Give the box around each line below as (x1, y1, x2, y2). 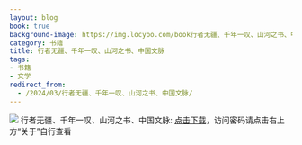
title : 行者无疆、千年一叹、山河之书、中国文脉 (9, 47, 165, 56)
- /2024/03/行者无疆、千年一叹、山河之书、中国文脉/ (17, 88, 193, 97)
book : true (9, 22, 50, 31)
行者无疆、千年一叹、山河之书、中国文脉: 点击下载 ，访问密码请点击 (20, 114, 270, 125)
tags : (9, 55, 30, 64)
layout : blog (9, 13, 58, 23)
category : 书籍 (9, 38, 64, 48)
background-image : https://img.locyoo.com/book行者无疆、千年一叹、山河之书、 (9, 30, 291, 39)
